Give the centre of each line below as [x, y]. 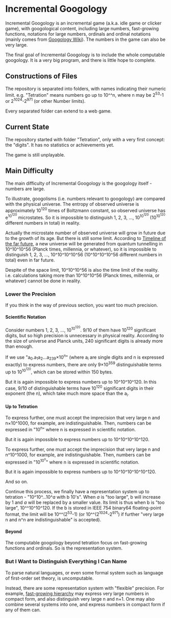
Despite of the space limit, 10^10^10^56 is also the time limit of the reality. [82, 270]
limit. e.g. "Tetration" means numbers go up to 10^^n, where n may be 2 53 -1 [85, 94]
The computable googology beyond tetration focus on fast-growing [76, 543]
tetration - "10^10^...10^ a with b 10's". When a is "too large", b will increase [83, 497]
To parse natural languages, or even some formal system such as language [84, 572]
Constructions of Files [41, 76]
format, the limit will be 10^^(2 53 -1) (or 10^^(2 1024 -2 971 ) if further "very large [85, 514]
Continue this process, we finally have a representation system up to [77, 492]
